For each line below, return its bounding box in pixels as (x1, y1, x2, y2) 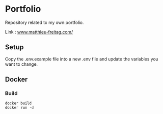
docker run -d (5, 105, 34, 110)
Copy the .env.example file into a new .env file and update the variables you (5, 56, 159, 62)
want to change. (5, 61, 38, 67)
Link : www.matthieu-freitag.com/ (5, 29, 73, 35)
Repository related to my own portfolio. (5, 19, 84, 25)
